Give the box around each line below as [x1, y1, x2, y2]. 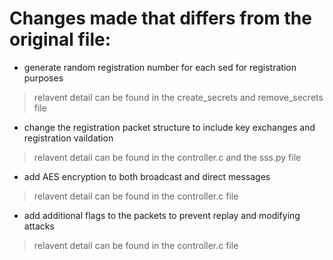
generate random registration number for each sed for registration [23, 61, 297, 73]
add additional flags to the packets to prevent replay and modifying [23, 209, 301, 221]
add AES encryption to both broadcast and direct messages [23, 170, 271, 182]
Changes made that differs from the [9, 7, 312, 30]
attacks [23, 220, 55, 232]
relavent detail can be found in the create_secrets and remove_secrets [33, 91, 324, 103]
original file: [9, 28, 112, 51]
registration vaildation [23, 132, 114, 144]
